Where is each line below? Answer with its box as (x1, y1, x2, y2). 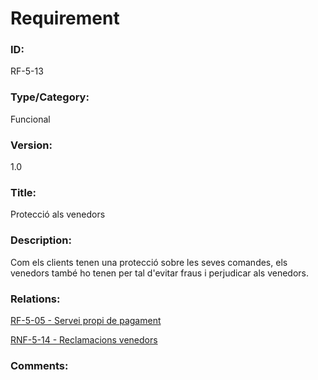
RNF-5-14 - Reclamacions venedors (10, 333, 158, 346)
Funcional (10, 113, 51, 125)
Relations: (10, 292, 61, 306)
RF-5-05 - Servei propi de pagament (10, 314, 162, 326)
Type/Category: (10, 90, 90, 104)
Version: (10, 138, 53, 152)
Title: (10, 186, 37, 199)
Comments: (10, 358, 69, 372)
